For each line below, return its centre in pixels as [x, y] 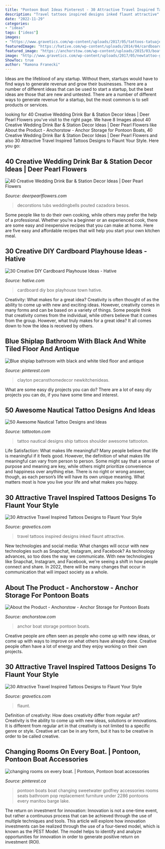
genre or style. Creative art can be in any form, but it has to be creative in [79, 731]
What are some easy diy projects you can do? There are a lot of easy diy [78, 389]
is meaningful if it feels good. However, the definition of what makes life [78, 456]
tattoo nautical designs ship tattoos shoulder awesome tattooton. [83, 441]
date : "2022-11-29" [25, 19]
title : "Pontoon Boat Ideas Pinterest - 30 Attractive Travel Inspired [80, 10]
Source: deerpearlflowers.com [36, 196]
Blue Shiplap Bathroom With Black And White [76, 341]
